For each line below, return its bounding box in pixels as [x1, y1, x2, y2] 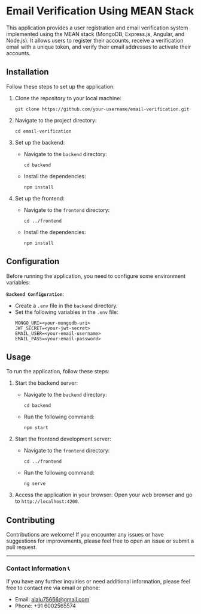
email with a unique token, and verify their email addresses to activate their [6, 43, 191, 50]
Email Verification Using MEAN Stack [6, 4, 194, 18]
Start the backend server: [14, 379, 78, 387]
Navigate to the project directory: [14, 116, 97, 124]
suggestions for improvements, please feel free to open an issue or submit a [6, 537, 194, 544]
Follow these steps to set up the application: [6, 83, 115, 90]
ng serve [23, 481, 46, 487]
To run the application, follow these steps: [6, 368, 109, 375]
